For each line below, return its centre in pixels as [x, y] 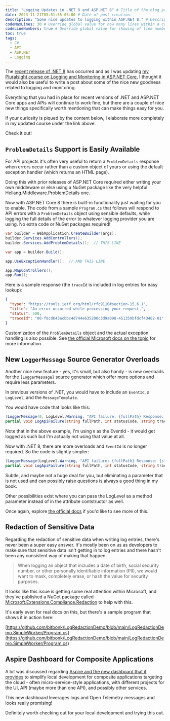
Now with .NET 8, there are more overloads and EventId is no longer [76, 446]
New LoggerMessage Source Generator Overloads [82, 359]
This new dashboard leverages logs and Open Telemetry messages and [80, 697]
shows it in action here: [30, 617]
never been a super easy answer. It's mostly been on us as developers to [81, 545]
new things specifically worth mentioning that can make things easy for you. [85, 108]
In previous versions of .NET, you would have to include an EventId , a [77, 392]
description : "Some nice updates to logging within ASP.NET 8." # [77, 19]
